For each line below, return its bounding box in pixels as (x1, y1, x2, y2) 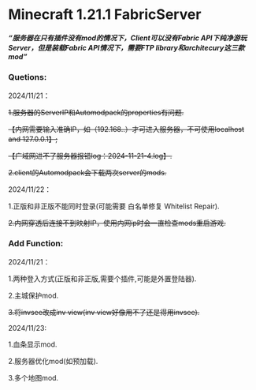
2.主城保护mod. (8, 291, 59, 300)
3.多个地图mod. (8, 373, 59, 382)
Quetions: (8, 72, 47, 83)
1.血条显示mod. (8, 339, 58, 349)
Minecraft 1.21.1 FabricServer (8, 6, 202, 24)
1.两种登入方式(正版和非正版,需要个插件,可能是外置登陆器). (8, 274, 197, 283)
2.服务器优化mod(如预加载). (8, 356, 98, 366)
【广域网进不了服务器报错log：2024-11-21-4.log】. (8, 151, 173, 160)
